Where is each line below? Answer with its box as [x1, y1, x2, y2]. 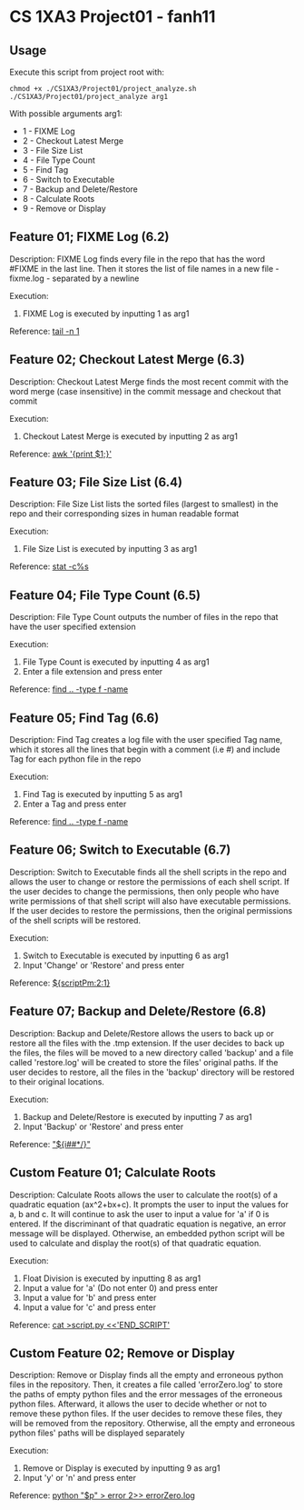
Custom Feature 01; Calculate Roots [9, 1165, 216, 1181]
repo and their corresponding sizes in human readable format [9, 508, 240, 519]
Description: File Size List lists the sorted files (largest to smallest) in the [9, 498, 279, 510]
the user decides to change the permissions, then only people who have [9, 885, 279, 896]
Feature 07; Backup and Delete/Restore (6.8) [9, 1004, 267, 1019]
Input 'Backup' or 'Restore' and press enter [22, 1121, 184, 1132]
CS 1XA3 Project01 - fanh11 [9, 6, 216, 27]
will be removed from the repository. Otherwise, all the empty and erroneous [9, 1418, 296, 1429]
